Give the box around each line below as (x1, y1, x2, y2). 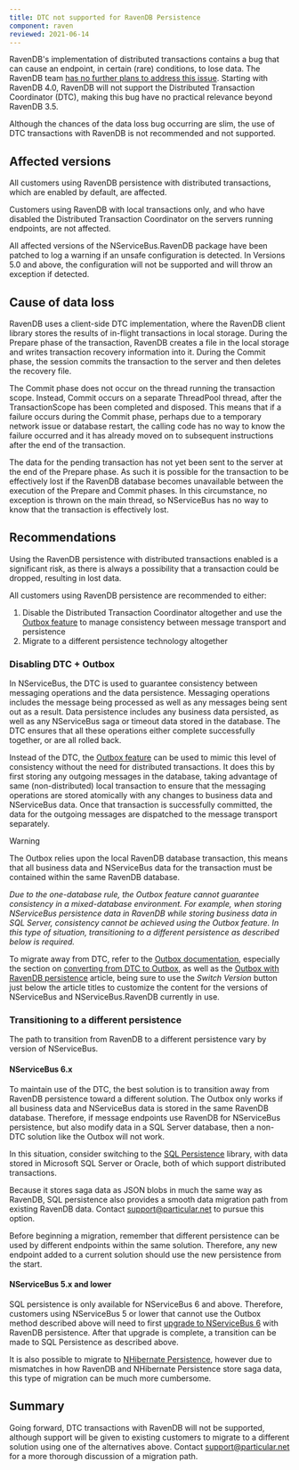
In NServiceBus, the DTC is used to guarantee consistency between (9, 678, 258, 689)
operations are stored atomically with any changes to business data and (9, 790, 273, 801)
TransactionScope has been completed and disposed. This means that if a (9, 402, 282, 412)
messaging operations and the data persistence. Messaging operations (9, 688, 271, 698)
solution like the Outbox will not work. (27, 1131, 166, 1141)
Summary (9, 1399, 65, 1414)
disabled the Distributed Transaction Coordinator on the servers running (9, 214, 273, 225)
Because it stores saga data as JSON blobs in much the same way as (9, 1184, 263, 1195)
